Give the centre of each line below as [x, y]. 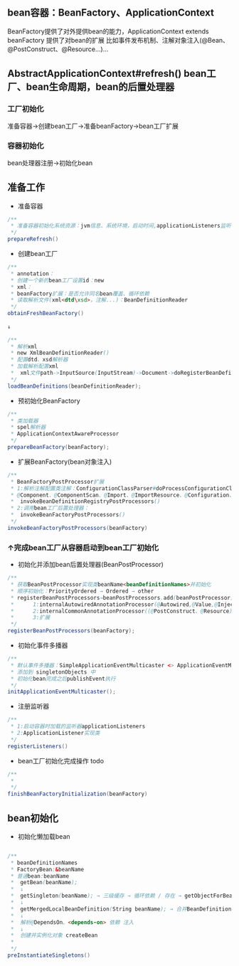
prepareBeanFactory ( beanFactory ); [59, 447]
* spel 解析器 [28, 428]
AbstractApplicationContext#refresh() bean [107, 74]
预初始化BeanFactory [49, 400]
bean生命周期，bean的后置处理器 [100, 87]
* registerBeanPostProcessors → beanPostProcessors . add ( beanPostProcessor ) [122, 598]
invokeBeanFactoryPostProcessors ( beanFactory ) [78, 528]
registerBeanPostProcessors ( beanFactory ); [71, 631]
